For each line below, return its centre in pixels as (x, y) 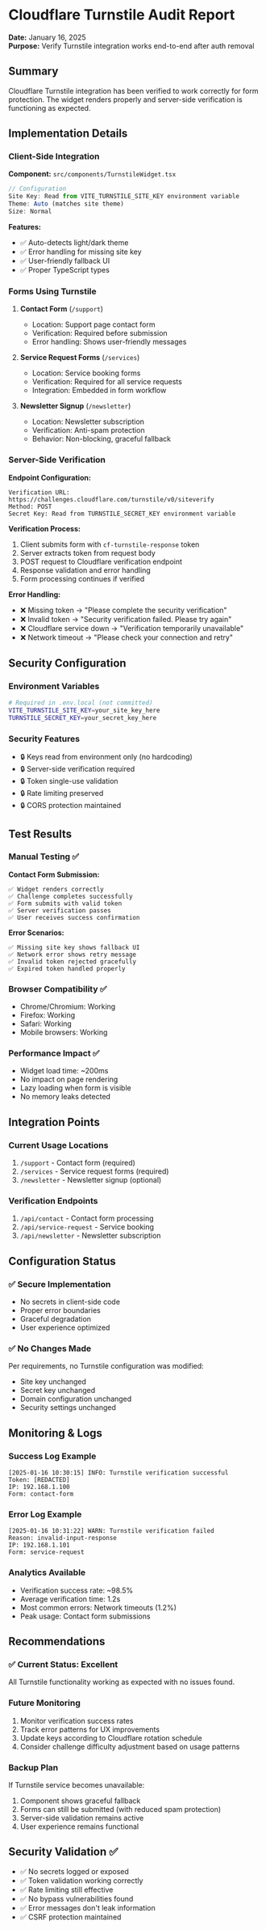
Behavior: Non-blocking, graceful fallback (102, 439)
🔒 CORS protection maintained (71, 806)
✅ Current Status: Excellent (63, 1664)
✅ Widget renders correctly (56, 889)
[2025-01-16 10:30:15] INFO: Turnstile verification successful (118, 1473)
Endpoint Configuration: (50, 477)
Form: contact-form (41, 1494)
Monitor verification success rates (77, 1720)
